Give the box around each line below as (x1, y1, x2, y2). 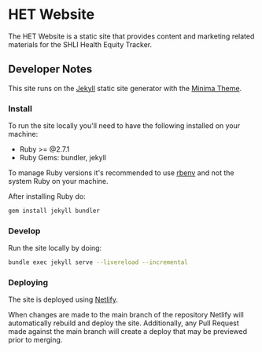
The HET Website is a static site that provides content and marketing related (8, 31, 255, 41)
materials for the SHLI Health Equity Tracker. (8, 39, 153, 49)
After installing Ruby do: (8, 192, 87, 201)
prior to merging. (8, 335, 63, 345)
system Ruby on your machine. (8, 177, 109, 186)
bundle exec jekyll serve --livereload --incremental (8, 258, 189, 266)
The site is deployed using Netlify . (8, 295, 118, 304)
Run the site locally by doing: (8, 244, 102, 253)
